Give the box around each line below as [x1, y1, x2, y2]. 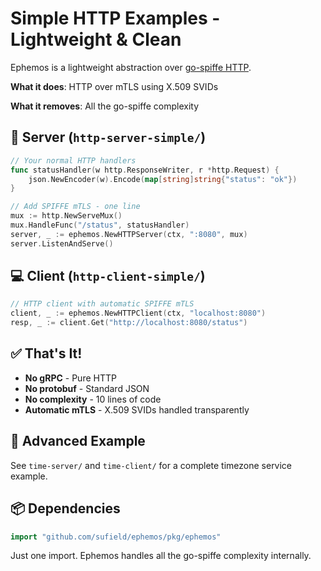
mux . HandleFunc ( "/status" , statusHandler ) [10, 220, 190, 230]
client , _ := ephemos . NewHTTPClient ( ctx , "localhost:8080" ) [10, 308, 267, 319]
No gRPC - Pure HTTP [24, 372, 117, 384]
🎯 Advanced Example [10, 433, 146, 450]
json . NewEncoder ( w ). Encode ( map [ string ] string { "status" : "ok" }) [28, 174, 298, 184]
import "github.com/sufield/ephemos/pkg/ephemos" [10, 532, 222, 542]
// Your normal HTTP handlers [10, 155, 137, 166]
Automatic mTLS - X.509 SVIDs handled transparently [24, 403, 250, 416]
